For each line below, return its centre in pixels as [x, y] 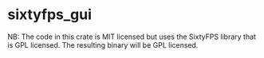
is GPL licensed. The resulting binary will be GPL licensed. [103, 44]
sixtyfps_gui [50, 15]
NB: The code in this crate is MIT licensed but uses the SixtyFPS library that [132, 37]
